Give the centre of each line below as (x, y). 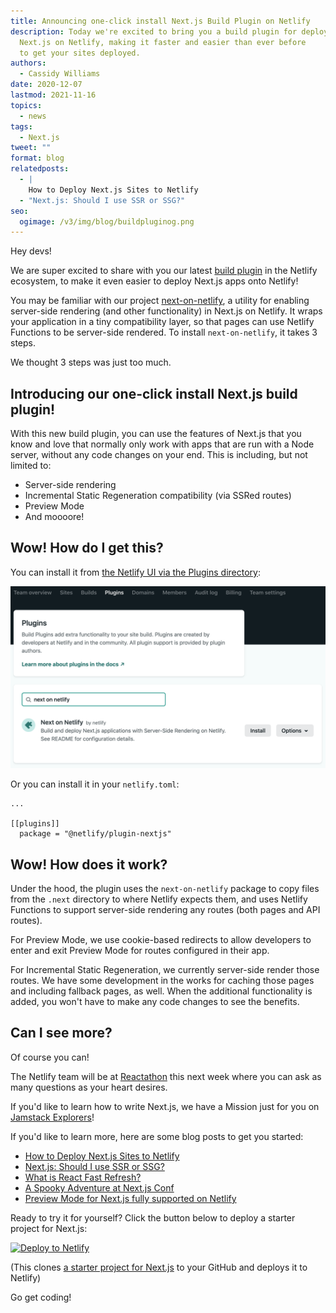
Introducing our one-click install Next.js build (154, 393)
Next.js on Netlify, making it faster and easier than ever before (163, 42)
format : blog (37, 158)
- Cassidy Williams (60, 74)
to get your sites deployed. (80, 53)
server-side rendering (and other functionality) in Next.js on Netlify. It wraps (166, 311)
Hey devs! (31, 251)
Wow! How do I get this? (87, 548)
